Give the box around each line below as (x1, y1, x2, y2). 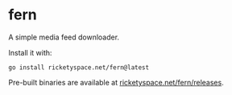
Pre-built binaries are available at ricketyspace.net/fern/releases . (8, 77, 224, 87)
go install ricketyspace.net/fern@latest (8, 63, 150, 72)
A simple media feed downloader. (8, 32, 119, 42)
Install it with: (8, 47, 52, 57)
